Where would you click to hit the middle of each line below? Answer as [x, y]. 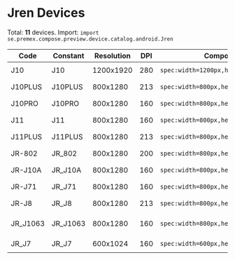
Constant [69, 55]
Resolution [113, 55]
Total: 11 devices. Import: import [53, 32]
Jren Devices [46, 13]
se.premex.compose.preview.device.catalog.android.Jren [90, 39]
